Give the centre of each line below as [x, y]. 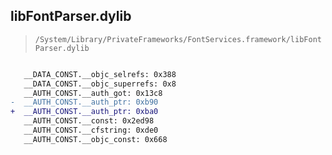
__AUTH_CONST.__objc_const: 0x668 [95, 139]
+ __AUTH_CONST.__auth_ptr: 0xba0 [84, 112]
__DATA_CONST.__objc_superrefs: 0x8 [100, 84]
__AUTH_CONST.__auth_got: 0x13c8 [93, 93]
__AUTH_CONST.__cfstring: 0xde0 [91, 130]
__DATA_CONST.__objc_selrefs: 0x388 [100, 74]
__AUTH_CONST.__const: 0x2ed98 [89, 121]
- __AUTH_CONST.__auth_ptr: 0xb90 [84, 102]
